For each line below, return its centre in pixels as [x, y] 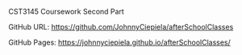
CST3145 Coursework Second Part [67, 12]
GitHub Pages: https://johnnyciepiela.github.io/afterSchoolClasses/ [120, 42]
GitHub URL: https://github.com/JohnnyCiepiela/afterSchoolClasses [121, 27]
